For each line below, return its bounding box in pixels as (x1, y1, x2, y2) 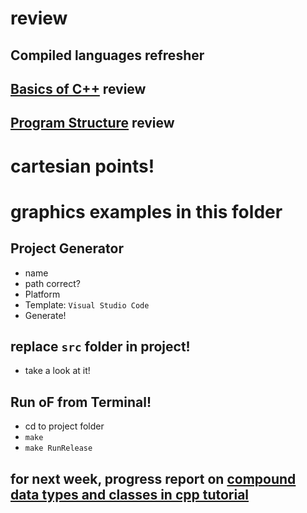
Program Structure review (10, 115, 175, 132)
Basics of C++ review (10, 80, 147, 97)
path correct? (24, 277, 81, 289)
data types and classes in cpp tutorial (10, 486, 250, 503)
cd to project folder (24, 420, 105, 432)
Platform (24, 288, 61, 300)
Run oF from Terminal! (10, 393, 152, 411)
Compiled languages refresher (10, 47, 205, 64)
